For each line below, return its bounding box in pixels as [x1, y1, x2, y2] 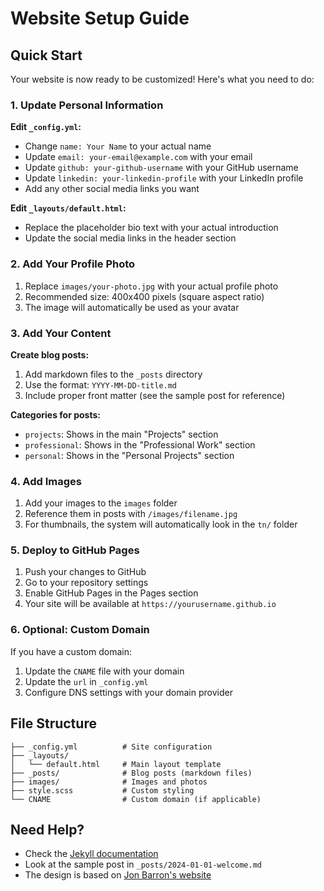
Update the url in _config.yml [24, 675, 149, 687]
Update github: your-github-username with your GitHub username [24, 162, 299, 174]
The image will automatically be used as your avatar [24, 301, 240, 313]
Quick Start [10, 47, 83, 64]
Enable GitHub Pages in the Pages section [24, 587, 199, 599]
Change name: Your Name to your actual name [24, 140, 212, 152]
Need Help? [10, 821, 85, 838]
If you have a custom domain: [10, 645, 133, 657]
